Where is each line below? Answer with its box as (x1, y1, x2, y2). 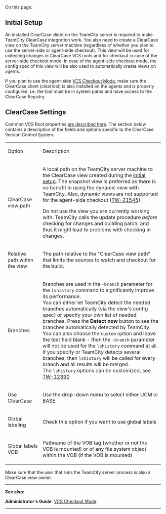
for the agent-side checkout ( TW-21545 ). (42, 196, 142, 203)
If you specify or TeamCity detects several (42, 348, 141, 355)
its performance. (42, 293, 81, 300)
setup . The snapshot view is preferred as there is (42, 178, 156, 185)
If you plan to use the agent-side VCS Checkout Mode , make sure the (5, 78, 147, 84)
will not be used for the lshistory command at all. (42, 342, 158, 349)
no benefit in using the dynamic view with (42, 184, 139, 191)
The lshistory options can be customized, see (42, 367, 151, 374)
